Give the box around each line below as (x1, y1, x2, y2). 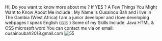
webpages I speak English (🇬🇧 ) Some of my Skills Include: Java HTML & (5, 20, 154, 25)
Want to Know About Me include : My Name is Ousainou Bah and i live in (5, 9, 151, 15)
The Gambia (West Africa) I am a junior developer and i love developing (5, 15, 150, 20)
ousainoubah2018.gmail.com (5, 30, 63, 36)
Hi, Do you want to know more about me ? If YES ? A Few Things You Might (5, 4, 157, 10)
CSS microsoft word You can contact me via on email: (5, 25, 114, 31)
